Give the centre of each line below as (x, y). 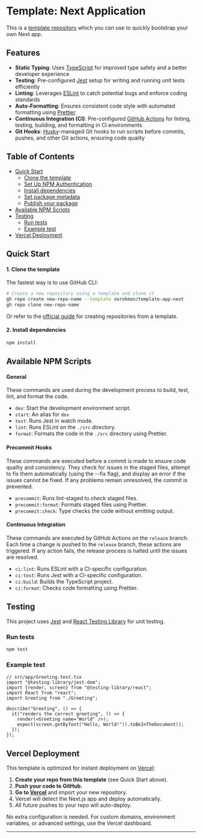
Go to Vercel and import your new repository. (71, 792)
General (17, 376)
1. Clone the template (33, 269)
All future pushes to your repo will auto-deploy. (73, 805)
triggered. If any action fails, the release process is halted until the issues (97, 551)
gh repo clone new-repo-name (43, 305)
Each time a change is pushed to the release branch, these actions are (94, 544)
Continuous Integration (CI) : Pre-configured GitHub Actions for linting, (103, 118)
